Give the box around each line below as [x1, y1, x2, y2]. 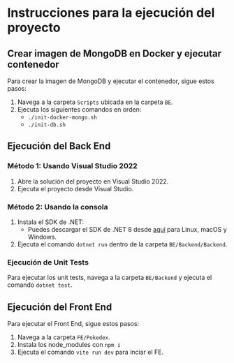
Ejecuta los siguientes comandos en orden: [17, 105, 142, 113]
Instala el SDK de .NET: [17, 218, 85, 226]
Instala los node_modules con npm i [17, 341, 121, 349]
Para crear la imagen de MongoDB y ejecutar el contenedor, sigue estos [7, 77, 214, 85]
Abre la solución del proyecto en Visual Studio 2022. [17, 177, 169, 186]
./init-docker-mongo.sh [27, 114, 98, 121]
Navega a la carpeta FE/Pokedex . [17, 333, 110, 341]
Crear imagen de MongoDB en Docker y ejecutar [7, 47, 222, 59]
